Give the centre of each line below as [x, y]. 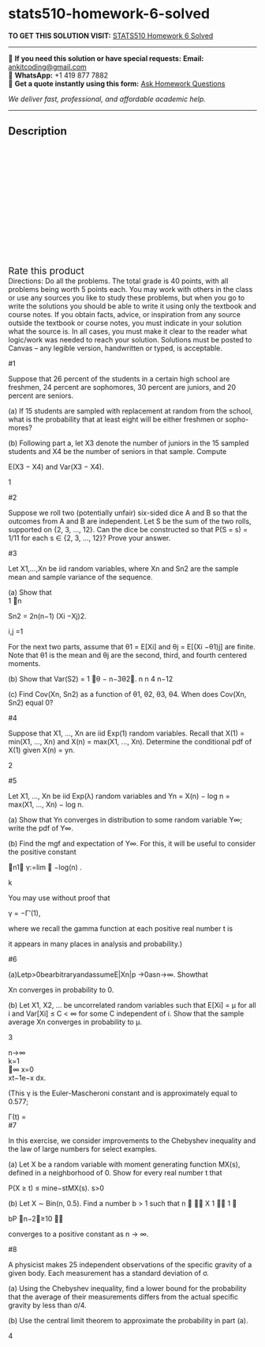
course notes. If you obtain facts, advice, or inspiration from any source [124, 314]
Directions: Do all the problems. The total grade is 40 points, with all [118, 281]
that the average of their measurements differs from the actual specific [123, 1296]
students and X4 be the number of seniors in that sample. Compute [118, 451]
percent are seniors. [41, 395]
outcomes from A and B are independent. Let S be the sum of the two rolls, [130, 521]
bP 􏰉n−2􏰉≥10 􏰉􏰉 [36, 1218]
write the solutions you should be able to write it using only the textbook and [132, 306]
